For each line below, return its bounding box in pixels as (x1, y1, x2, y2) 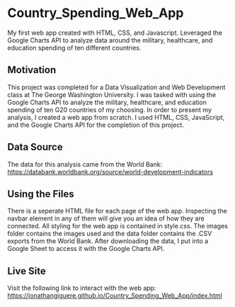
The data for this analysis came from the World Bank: (7, 160, 163, 168)
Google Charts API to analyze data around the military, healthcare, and (7, 35, 213, 44)
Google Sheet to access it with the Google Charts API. (7, 245, 165, 253)
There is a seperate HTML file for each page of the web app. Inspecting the (7, 207, 228, 216)
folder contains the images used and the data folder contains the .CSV (7, 229, 212, 238)
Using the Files (7, 188, 74, 200)
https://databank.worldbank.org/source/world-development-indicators (7, 167, 214, 176)
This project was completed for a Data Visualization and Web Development (7, 83, 226, 91)
